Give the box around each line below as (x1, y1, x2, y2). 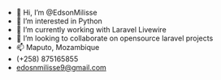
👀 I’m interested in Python (15, 16, 103, 26)
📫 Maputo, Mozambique (15, 43, 100, 52)
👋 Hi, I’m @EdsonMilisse (15, 8, 97, 17)
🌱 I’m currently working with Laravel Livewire (15, 25, 167, 34)
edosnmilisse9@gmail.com (15, 63, 107, 72)
